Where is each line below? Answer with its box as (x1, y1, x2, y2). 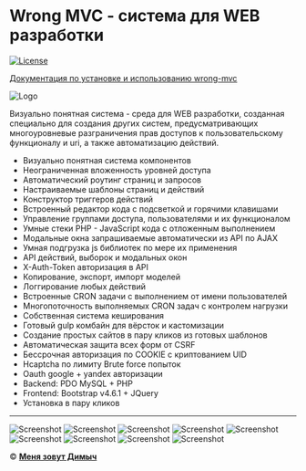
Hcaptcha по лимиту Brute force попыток (22, 358, 181, 370)
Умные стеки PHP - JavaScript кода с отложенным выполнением (22, 223, 276, 234)
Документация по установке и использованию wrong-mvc (9, 72, 238, 83)
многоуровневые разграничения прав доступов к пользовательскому (9, 127, 284, 138)
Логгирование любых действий (22, 280, 147, 292)
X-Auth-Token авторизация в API (22, 261, 148, 272)
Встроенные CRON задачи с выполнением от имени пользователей (22, 290, 288, 301)
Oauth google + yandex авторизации (22, 368, 164, 379)
